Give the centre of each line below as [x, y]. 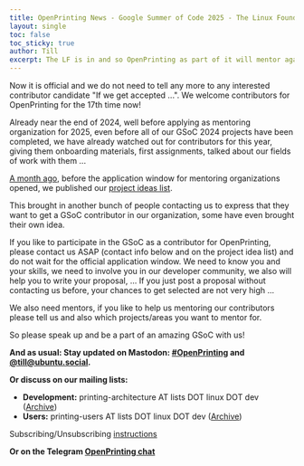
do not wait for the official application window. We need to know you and [145, 262]
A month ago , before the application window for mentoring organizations [145, 178]
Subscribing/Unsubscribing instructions [83, 434]
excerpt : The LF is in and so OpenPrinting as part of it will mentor [145, 60]
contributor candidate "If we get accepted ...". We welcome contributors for [150, 95]
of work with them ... [48, 161]
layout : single [38, 26]
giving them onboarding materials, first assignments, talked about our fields [150, 151]
